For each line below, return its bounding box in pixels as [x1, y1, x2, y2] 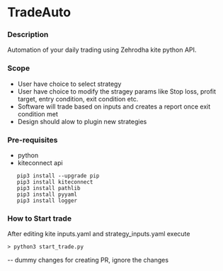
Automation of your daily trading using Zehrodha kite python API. [7, 45, 197, 54]
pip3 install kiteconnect [16, 179, 93, 186]
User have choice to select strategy [17, 79, 122, 88]
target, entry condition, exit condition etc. [17, 94, 139, 103]
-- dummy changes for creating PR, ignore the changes [7, 256, 168, 265]
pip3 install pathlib [16, 185, 81, 192]
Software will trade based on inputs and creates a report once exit [17, 102, 211, 111]
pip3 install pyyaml [16, 191, 78, 199]
